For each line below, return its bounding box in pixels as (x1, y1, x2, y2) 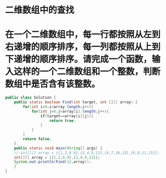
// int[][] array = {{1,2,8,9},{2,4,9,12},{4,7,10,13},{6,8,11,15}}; (14, 150, 160, 155)
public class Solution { (5, 95, 56, 100)
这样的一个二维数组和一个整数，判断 (14, 66, 161, 77)
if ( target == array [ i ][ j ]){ (40, 113, 94, 119)
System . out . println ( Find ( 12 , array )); (14, 159, 92, 165)
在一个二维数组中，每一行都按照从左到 (5, 29, 161, 40)
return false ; (23, 136, 52, 141)
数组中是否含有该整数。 (5, 79, 100, 89)
